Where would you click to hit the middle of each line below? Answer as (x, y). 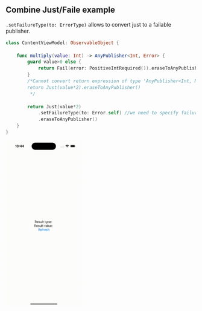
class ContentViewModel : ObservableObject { (62, 43)
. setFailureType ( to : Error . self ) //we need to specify (108, 113)
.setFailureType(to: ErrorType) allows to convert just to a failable (89, 24)
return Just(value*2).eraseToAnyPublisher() (84, 87)
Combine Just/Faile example (61, 10)
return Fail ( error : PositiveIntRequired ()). (95, 68)
